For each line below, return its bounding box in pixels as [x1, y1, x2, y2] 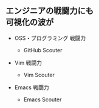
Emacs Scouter [23, 96, 62, 103]
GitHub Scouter [23, 46, 63, 53]
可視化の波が [5, 17, 54, 27]
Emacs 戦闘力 [14, 84, 49, 91]
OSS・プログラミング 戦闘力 [14, 34, 86, 41]
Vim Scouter [23, 71, 55, 78]
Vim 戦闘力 [14, 59, 43, 66]
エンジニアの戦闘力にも [5, 5, 94, 16]
